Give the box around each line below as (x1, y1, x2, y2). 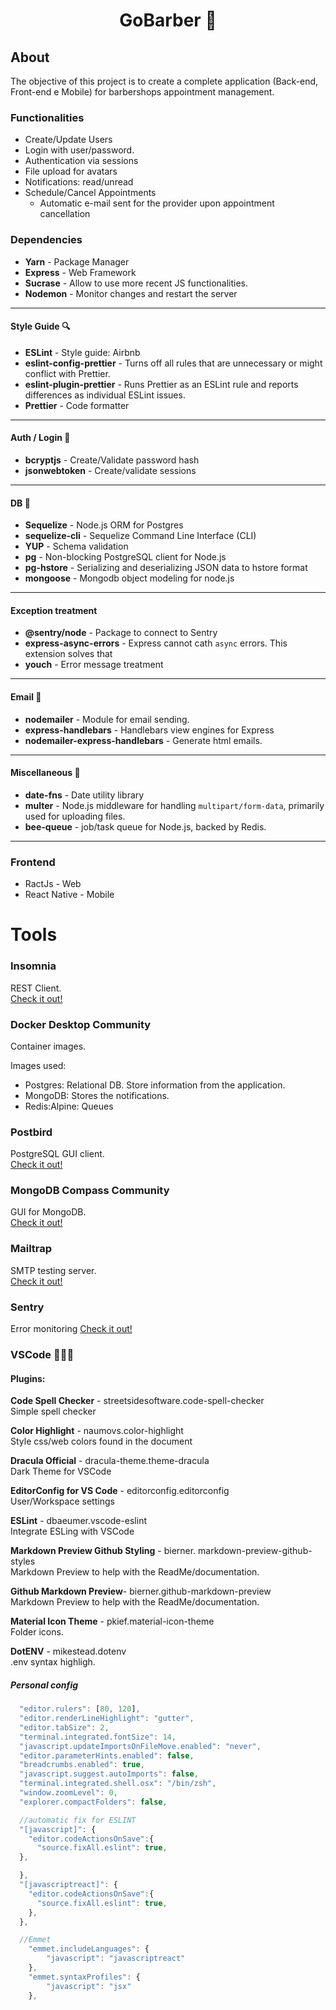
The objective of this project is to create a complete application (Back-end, (10, 75, 319, 87)
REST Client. (10, 982, 62, 994)
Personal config (10, 1679, 79, 1691)
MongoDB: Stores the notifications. (24, 1089, 170, 1101)
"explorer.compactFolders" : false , (19, 1797, 168, 1807)
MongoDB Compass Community (10, 1184, 170, 1198)
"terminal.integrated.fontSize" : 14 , (19, 1732, 177, 1742)
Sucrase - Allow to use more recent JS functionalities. (24, 277, 249, 289)
